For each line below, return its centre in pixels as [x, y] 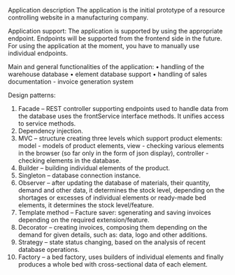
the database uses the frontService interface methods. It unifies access [121, 116]
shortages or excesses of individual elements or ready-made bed [112, 198]
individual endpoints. [38, 53]
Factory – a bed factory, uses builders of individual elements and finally [121, 257]
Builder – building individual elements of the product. [94, 168]
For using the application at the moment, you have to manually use [104, 46]
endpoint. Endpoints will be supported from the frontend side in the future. [115, 38]
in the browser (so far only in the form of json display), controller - [113, 153]
